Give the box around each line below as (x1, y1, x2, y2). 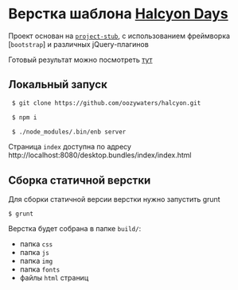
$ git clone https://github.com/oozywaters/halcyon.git (11, 99, 201, 107)
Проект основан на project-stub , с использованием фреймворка (8, 31, 231, 41)
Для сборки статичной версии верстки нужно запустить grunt (8, 195, 220, 204)
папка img (19, 256, 53, 266)
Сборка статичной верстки (8, 173, 151, 187)
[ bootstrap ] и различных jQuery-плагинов (8, 39, 149, 48)
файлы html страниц (19, 273, 89, 283)
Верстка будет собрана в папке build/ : (8, 224, 142, 234)
